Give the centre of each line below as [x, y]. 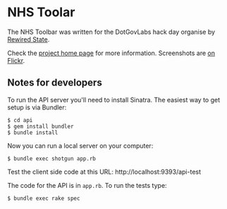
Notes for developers [55, 83]
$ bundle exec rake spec [44, 198]
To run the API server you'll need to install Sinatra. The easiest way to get [114, 100]
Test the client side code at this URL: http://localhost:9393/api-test [104, 172]
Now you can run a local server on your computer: [80, 145]
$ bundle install [33, 132]
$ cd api [20, 120]
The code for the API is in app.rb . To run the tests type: [87, 185]
